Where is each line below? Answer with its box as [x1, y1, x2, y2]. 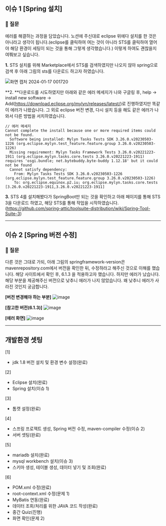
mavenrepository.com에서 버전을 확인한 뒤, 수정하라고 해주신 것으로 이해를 [5, 265, 151, 271]
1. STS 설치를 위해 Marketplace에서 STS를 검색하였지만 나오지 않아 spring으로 [5, 62, 158, 68]
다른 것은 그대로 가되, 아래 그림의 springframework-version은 [5, 259, 125, 265]
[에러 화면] [5, 315, 26, 321]
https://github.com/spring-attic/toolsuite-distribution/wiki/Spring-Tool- [6, 205, 151, 211]
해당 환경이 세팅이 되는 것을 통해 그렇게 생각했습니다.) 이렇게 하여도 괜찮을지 [10, 45, 157, 51]
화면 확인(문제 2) [12, 516, 45, 522]
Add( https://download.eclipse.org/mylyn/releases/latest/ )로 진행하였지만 [5, 100, 151, 106]
